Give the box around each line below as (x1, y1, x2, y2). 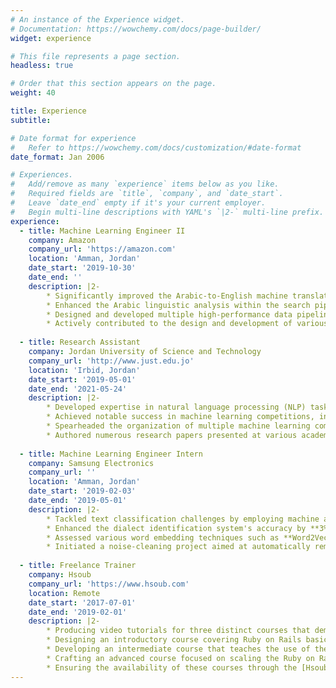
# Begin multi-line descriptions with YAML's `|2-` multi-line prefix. (10, 207, 325, 217)
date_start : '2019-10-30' (28, 263, 137, 273)
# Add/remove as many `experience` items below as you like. (10, 179, 280, 190)
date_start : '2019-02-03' (28, 486, 137, 496)
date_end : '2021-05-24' (28, 384, 128, 394)
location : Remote (28, 588, 101, 598)
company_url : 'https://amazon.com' (28, 244, 177, 255)
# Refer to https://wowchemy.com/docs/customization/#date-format (10, 142, 302, 153)
